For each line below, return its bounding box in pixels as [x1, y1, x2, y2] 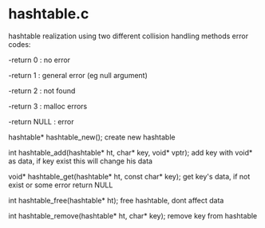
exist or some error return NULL [8, 180, 113, 190]
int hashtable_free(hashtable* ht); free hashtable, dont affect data [8, 195, 224, 205]
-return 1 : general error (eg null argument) [8, 70, 148, 80]
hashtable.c [8, 5, 89, 23]
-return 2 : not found [8, 85, 76, 96]
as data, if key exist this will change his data [8, 156, 153, 166]
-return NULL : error [8, 116, 74, 126]
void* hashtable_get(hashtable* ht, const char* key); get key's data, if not [8, 171, 251, 181]
